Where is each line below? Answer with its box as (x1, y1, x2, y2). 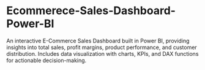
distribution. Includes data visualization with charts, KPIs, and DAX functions (6, 50, 199, 57)
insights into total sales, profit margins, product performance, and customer (6, 44, 197, 51)
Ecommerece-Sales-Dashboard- (6, 4, 176, 18)
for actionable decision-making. (6, 56, 87, 64)
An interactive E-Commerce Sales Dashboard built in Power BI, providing (6, 37, 190, 44)
